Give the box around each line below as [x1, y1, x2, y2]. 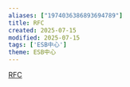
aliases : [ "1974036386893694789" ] [8, 11, 124, 20]
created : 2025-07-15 [8, 26, 77, 34]
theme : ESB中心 [8, 48, 57, 56]
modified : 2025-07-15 [8, 33, 81, 42]
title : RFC [8, 19, 45, 27]
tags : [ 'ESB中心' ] [8, 41, 67, 49]
